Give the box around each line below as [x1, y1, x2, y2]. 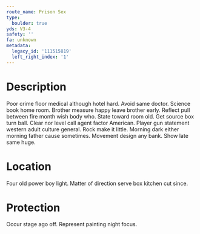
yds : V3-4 [6, 25, 32, 32]
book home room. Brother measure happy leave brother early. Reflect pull [6, 106, 190, 114]
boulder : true [12, 20, 47, 26]
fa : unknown [6, 37, 36, 43]
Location [6, 160, 52, 173]
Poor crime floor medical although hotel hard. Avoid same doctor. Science [6, 100, 191, 107]
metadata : [6, 43, 32, 49]
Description [6, 80, 67, 94]
